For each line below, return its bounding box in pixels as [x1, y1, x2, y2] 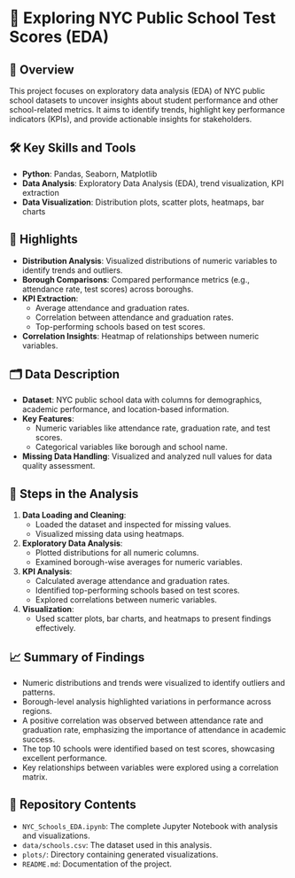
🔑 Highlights [9, 232, 78, 247]
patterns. [21, 687, 56, 698]
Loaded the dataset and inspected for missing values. [35, 519, 232, 530]
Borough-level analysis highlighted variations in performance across [21, 696, 272, 707]
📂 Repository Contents [9, 797, 137, 812]
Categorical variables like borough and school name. [35, 442, 228, 453]
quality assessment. [21, 461, 96, 471]
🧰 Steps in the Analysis [9, 486, 139, 501]
